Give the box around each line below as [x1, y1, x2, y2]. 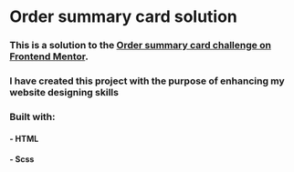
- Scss [9, 154, 35, 165]
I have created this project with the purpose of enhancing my [9, 75, 285, 87]
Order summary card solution [9, 6, 237, 27]
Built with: [9, 110, 56, 123]
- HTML [9, 133, 39, 144]
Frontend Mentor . [9, 50, 89, 63]
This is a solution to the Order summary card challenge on [9, 39, 272, 52]
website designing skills [9, 86, 119, 99]
